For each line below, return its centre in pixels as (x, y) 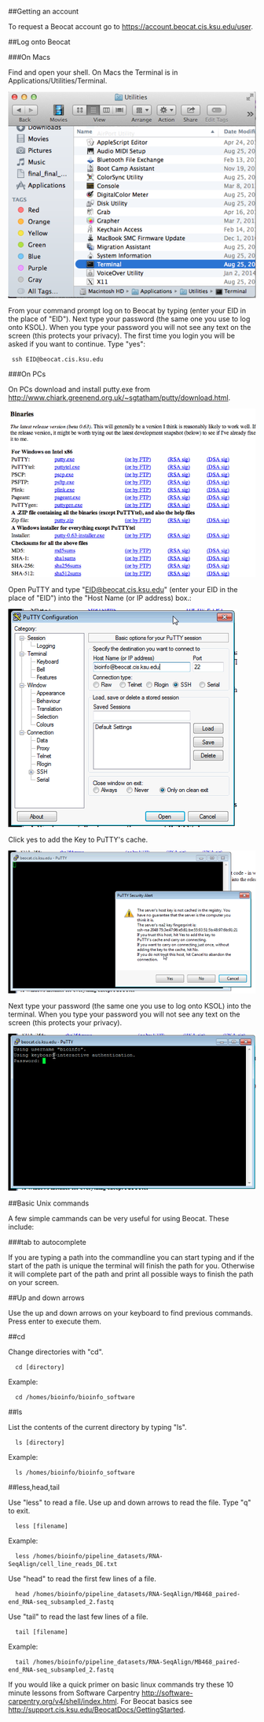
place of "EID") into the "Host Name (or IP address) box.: (100, 598)
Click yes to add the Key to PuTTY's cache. (78, 839)
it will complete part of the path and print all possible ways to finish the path (131, 1274)
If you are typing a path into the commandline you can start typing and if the (131, 1257)
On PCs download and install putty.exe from (79, 389)
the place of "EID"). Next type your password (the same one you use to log (129, 319)
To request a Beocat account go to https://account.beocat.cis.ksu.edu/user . (131, 26)
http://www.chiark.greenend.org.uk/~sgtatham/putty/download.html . (119, 398)
